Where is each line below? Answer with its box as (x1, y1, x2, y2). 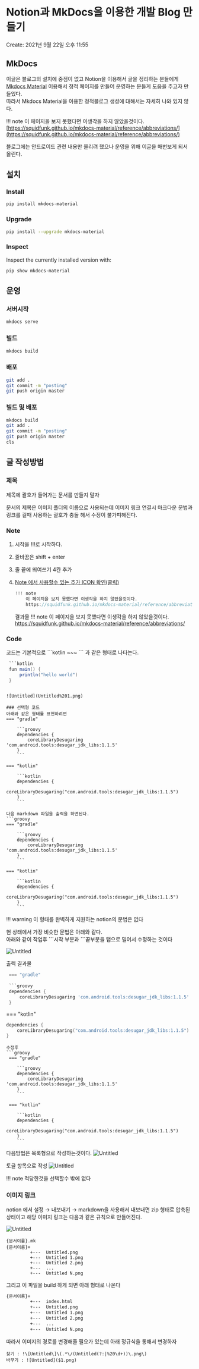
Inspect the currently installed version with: (6, 256, 111, 263)
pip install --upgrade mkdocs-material (6, 228, 105, 235)
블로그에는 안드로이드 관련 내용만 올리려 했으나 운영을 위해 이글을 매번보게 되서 (6, 143, 188, 150)
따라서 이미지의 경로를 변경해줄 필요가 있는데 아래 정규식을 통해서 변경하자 (6, 1337, 177, 1345)
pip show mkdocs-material (6, 268, 70, 274)
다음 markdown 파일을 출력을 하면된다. (6, 811, 90, 817)
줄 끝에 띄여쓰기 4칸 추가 (14, 566, 72, 573)
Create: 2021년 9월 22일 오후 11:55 (6, 41, 89, 48)
